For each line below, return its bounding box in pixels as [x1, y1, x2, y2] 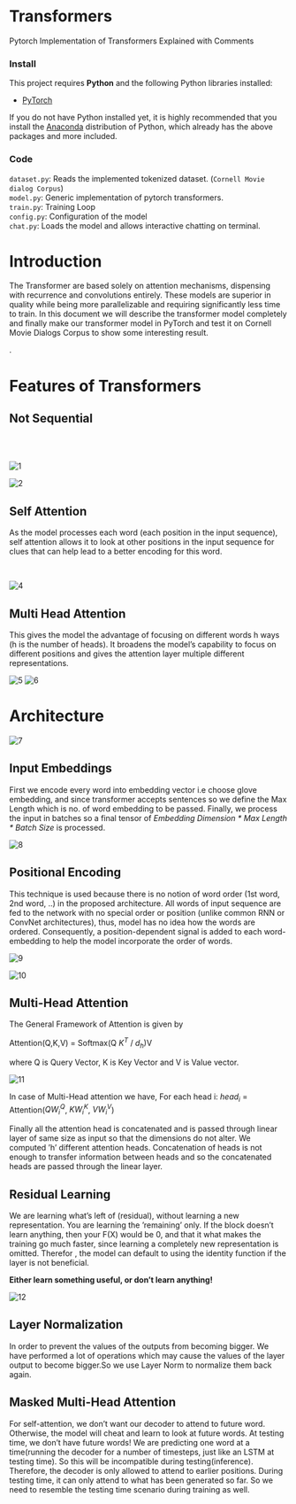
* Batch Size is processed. [9, 822, 106, 833]
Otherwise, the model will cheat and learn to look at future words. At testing [9, 1428, 285, 1438]
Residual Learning [9, 1187, 111, 1202]
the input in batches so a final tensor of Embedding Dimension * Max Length [9, 812, 287, 823]
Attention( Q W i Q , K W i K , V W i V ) [9, 1103, 115, 1117]
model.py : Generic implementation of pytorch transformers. [9, 192, 224, 203]
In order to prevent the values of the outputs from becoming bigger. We [9, 1340, 269, 1352]
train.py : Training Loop [9, 201, 95, 212]
